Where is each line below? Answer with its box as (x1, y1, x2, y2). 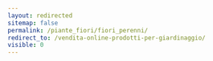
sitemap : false (7, 19, 59, 27)
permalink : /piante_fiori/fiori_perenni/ (7, 26, 149, 34)
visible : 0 (7, 41, 44, 49)
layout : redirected (7, 11, 73, 20)
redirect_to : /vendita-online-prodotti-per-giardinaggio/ (7, 33, 206, 42)
